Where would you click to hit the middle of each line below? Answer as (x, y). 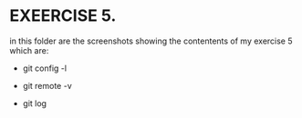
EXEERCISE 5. (63, 16)
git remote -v (47, 85)
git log (35, 103)
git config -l (44, 68)
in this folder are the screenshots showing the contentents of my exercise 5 (151, 41)
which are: (29, 50)
